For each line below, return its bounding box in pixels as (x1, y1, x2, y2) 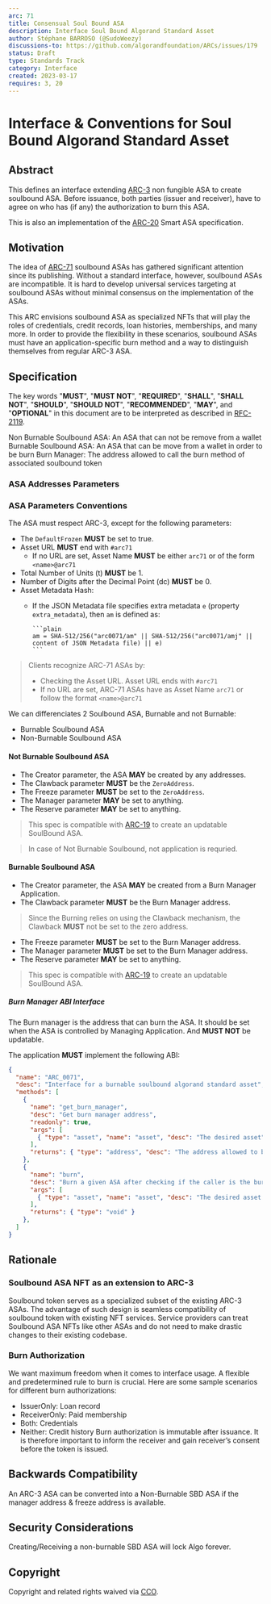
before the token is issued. (19, 1443, 109, 1453)
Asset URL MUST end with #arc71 (19, 542, 133, 553)
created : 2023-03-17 (8, 72, 78, 80)
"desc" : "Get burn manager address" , (29, 1110, 157, 1118)
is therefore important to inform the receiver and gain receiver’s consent (19, 1435, 261, 1445)
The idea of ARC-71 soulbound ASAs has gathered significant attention (8, 262, 244, 272)
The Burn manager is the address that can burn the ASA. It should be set (8, 1017, 250, 1027)
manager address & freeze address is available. (8, 1497, 166, 1507)
